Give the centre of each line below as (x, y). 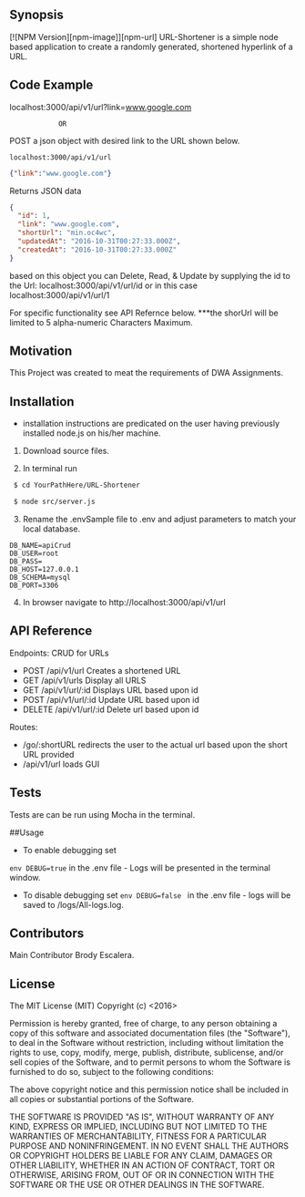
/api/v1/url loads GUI (61, 764)
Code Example (51, 85)
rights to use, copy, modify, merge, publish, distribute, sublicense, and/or (147, 1053)
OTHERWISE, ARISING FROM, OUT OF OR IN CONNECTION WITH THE (142, 1175)
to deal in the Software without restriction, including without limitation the (147, 1043)
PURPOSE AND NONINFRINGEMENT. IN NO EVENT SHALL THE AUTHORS (149, 1146)
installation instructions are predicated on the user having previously (151, 424)
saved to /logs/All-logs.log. (73, 904)
